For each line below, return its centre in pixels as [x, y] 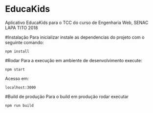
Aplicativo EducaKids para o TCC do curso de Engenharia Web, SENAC [77, 23]
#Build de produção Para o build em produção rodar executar [67, 96]
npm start [15, 69]
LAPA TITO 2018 [22, 27]
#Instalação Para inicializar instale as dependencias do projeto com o [75, 37]
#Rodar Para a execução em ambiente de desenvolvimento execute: [74, 60]
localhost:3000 [21, 87]
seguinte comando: [24, 42]
